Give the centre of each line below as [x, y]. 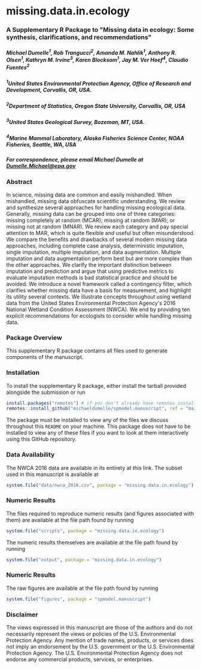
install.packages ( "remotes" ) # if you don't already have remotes [91, 403]
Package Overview [34, 337]
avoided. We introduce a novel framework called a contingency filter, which [99, 284]
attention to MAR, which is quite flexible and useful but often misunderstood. [100, 233]
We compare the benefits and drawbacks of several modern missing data [97, 239]
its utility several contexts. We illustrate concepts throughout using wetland [99, 296]
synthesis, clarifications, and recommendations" [79, 37]
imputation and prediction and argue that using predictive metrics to [90, 271]
